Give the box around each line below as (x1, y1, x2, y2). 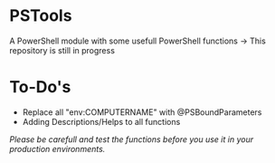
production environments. (9, 143, 106, 154)
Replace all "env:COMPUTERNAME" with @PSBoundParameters (22, 106, 262, 118)
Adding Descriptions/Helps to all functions (22, 116, 181, 127)
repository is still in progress (9, 44, 116, 55)
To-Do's (9, 77, 71, 98)
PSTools (9, 5, 72, 26)
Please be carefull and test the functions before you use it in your (9, 133, 254, 145)
